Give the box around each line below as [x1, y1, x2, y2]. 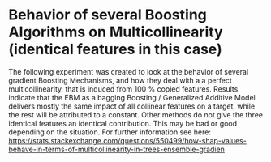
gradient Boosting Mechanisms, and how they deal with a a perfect [8, 75, 233, 85]
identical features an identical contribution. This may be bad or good [8, 118, 238, 128]
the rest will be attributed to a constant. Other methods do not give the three [8, 109, 264, 119]
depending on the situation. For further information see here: [8, 127, 211, 137]
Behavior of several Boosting [8, 6, 207, 24]
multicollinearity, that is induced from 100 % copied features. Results [8, 83, 239, 94]
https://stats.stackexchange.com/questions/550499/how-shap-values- [8, 135, 247, 145]
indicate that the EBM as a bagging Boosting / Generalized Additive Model [8, 92, 256, 102]
